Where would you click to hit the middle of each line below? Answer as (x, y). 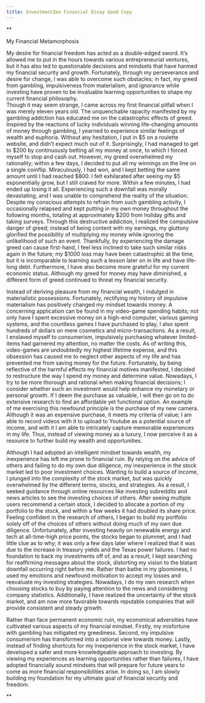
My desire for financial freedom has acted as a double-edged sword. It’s (97, 53)
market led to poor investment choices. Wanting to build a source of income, (102, 472)
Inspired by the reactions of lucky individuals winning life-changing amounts (102, 124)
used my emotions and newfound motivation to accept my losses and (94, 575)
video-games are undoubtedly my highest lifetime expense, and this (92, 350)
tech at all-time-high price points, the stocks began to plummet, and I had (99, 537)
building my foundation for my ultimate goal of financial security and (92, 678)
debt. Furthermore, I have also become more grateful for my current (104, 266)
